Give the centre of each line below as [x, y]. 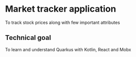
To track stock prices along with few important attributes [63, 22]
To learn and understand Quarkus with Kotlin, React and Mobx [68, 49]
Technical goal [28, 38]
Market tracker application [61, 9]
